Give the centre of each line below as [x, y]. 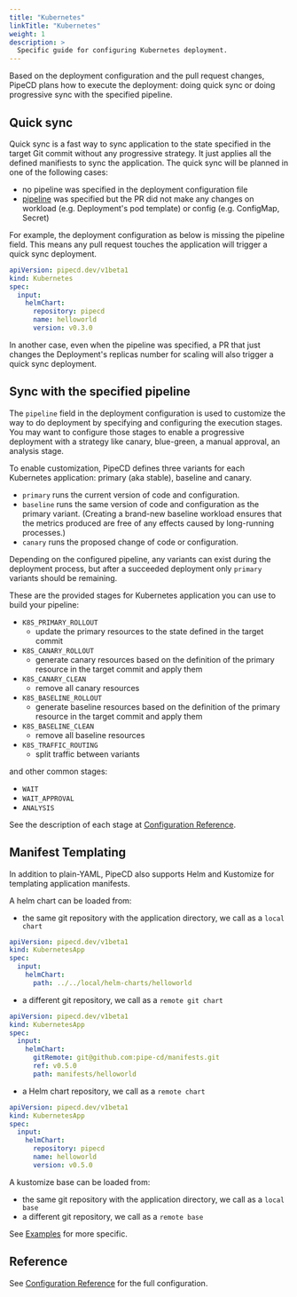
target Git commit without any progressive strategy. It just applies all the [141, 153]
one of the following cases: [59, 172]
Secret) [35, 218]
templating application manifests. [70, 883]
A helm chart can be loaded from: [70, 900]
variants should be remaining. [63, 577]
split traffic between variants [87, 754]
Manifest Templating [68, 852]
